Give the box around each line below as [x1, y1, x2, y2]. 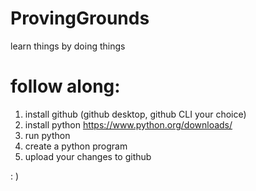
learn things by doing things [10, 40, 126, 52]
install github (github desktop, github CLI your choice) [24, 108, 247, 120]
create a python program [24, 140, 128, 152]
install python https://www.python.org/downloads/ [24, 118, 233, 131]
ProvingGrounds [10, 7, 150, 30]
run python [24, 129, 71, 141]
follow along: [10, 75, 121, 98]
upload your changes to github [24, 150, 152, 162]
